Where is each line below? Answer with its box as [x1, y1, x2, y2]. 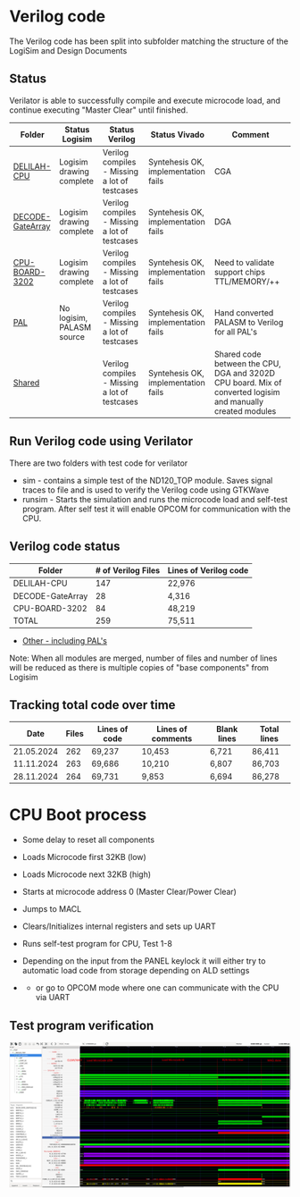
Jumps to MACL [21, 904, 82, 915]
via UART [35, 992, 71, 1003]
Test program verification [9, 1017, 154, 1033]
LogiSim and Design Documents [9, 45, 128, 55]
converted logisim [213, 386, 280, 397]
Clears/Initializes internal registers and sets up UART [21, 921, 216, 931]
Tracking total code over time [9, 697, 176, 712]
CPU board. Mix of [213, 377, 282, 388]
